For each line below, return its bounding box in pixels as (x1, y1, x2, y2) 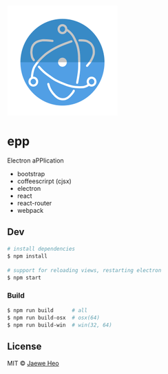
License (7, 341, 42, 353)
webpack (17, 206, 43, 214)
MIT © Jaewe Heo (7, 359, 60, 367)
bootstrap (17, 169, 45, 178)
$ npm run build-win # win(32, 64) (7, 322, 112, 329)
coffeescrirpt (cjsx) (17, 177, 72, 185)
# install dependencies (7, 245, 76, 252)
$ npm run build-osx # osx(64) (7, 315, 100, 322)
